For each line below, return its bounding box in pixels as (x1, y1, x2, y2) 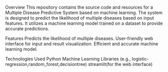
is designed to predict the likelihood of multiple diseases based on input (5, 15, 154, 21)
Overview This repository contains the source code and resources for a (5, 5, 153, 10)
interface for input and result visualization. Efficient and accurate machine (5, 41, 158, 47)
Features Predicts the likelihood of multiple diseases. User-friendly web (5, 35, 153, 41)
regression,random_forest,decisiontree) (5, 61, 87, 67)
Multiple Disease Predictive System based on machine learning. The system (5, 10, 162, 16)
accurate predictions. (5, 26, 49, 32)
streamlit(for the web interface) (88, 61, 153, 67)
